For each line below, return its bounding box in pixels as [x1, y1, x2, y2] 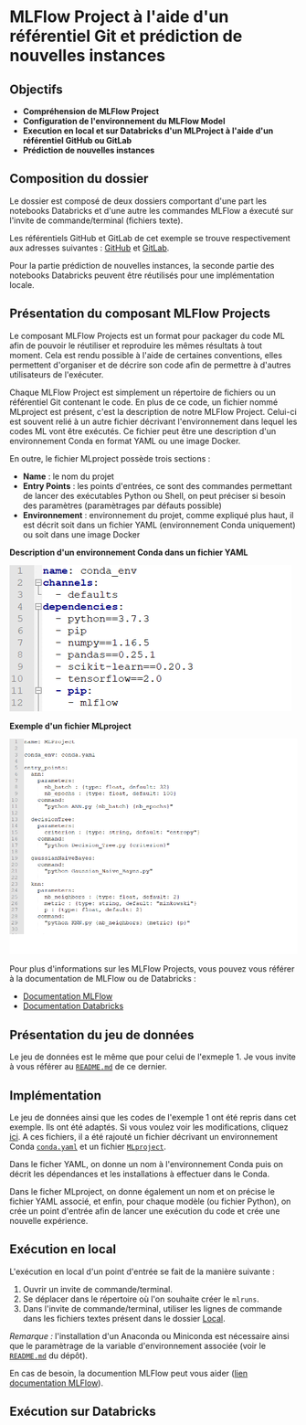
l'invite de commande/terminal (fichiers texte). [9, 215, 184, 226]
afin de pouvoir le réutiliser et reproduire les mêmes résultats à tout [9, 340, 263, 351]
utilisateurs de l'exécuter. [9, 368, 104, 380]
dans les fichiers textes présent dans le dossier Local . [22, 1313, 226, 1324]
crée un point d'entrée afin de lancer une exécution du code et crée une [9, 1205, 280, 1217]
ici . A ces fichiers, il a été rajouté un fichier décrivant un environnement [9, 1131, 279, 1142]
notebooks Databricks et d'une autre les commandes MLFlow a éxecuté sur [9, 205, 294, 216]
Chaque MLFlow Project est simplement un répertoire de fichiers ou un [9, 387, 277, 398]
